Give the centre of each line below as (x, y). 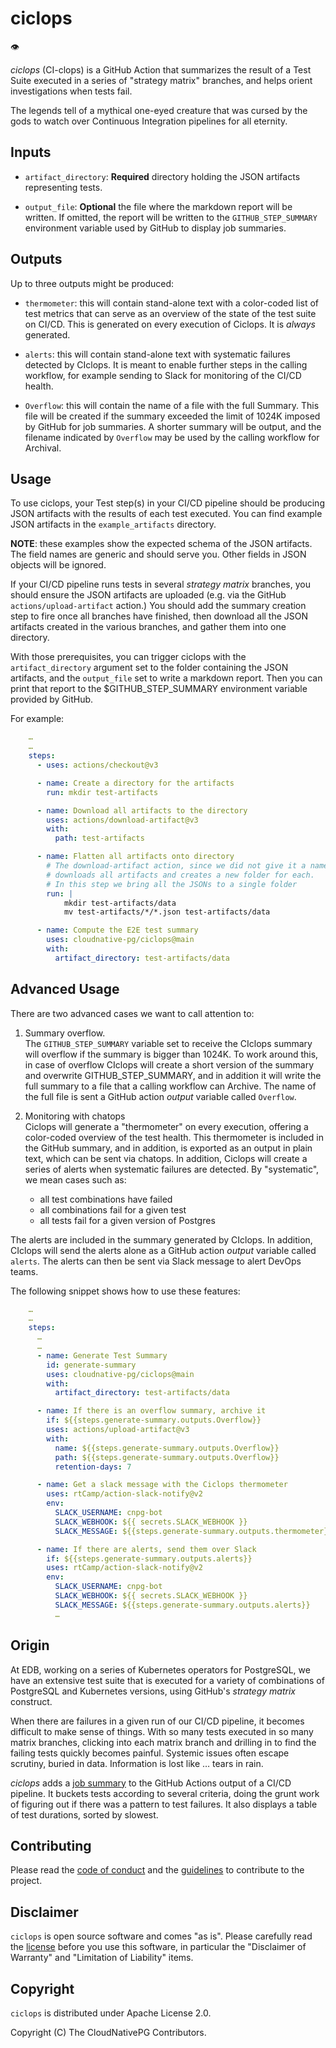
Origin (30, 1645)
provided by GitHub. (52, 699)
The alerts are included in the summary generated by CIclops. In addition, (161, 1239)
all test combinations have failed (106, 1199)
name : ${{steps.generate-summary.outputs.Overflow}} (167, 1448)
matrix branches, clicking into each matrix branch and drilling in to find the (163, 1742)
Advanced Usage (65, 989)
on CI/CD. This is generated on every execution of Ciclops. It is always (170, 324)
